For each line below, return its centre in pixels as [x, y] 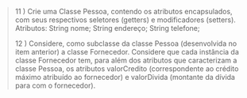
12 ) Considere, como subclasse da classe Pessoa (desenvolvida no [126, 43]
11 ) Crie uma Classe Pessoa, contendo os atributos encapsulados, [123, 11]
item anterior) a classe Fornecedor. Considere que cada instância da [127, 52]
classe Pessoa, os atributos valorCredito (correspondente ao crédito [127, 69]
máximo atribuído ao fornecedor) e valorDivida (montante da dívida [125, 77]
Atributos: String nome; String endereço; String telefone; [107, 28]
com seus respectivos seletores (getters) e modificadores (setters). [125, 20]
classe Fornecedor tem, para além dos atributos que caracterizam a [126, 60]
